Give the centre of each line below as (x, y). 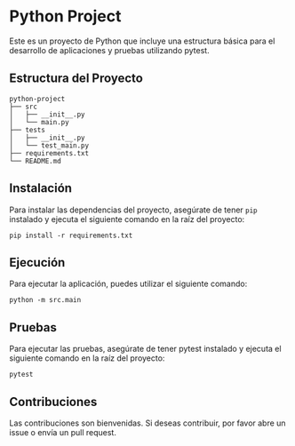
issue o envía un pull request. (63, 432)
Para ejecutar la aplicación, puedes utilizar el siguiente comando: (128, 284)
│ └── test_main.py (49, 145)
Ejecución (37, 263)
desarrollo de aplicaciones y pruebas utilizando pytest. (110, 50)
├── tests (28, 130)
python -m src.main (45, 300)
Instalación (41, 188)
